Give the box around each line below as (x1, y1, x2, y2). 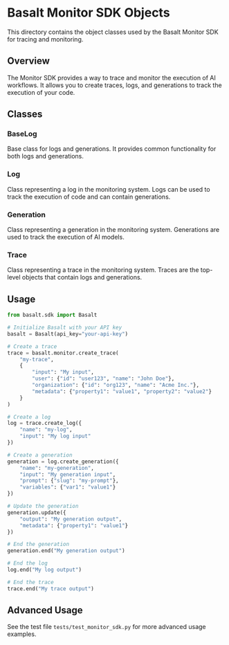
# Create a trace (7, 343, 57, 350)
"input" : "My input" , (32, 369, 95, 376)
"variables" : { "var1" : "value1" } (19, 484, 116, 491)
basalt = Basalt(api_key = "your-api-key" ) (7, 330, 129, 337)
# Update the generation (7, 503, 79, 510)
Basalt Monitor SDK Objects (7, 5, 171, 21)
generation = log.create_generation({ (7, 458, 119, 465)
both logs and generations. (7, 152, 84, 161)
